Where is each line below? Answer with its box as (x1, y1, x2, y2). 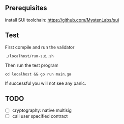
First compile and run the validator (5, 44, 75, 50)
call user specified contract (12, 113, 68, 119)
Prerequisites (5, 4, 47, 12)
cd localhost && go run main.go (5, 72, 71, 76)
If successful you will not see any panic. (5, 80, 86, 86)
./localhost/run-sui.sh (5, 53, 54, 58)
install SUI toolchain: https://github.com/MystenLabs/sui (5, 17, 119, 23)
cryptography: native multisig (12, 107, 72, 113)
